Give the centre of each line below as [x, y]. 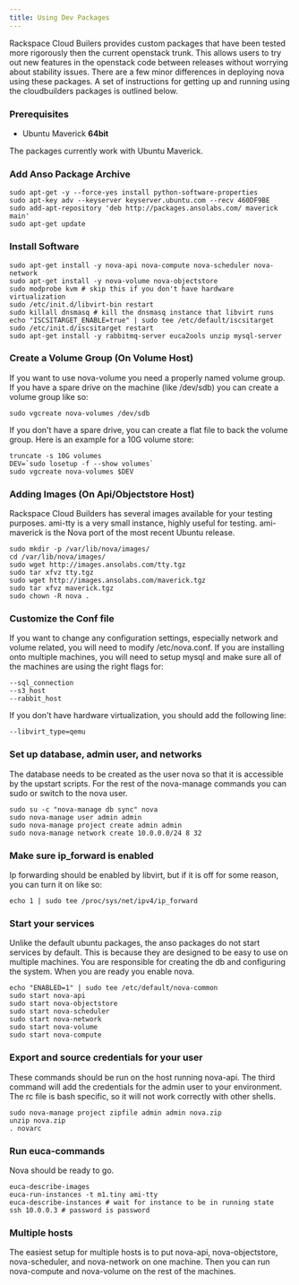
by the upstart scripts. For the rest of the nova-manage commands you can [148, 783]
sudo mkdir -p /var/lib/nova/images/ [80, 549]
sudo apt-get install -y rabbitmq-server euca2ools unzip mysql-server [145, 336]
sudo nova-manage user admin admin [76, 817]
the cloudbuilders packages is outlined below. [94, 91]
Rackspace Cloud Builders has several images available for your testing [141, 514]
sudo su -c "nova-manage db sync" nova [84, 809]
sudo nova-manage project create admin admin [95, 825]
